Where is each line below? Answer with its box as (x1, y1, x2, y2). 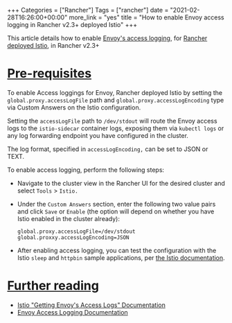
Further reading (7, 278, 99, 294)
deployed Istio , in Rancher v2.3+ (7, 42, 100, 49)
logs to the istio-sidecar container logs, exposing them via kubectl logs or (7, 124, 224, 132)
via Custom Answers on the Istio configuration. (7, 103, 141, 112)
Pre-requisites (7, 66, 92, 82)
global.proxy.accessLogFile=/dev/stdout (17, 228, 136, 235)
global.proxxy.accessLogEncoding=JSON (17, 234, 130, 241)
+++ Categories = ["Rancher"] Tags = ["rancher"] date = (7, 6, 169, 14)
